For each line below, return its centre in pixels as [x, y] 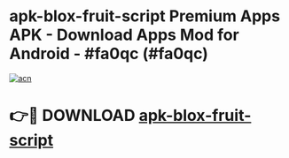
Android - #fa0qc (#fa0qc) [109, 54]
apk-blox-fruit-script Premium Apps [145, 16]
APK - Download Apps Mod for [124, 35]
